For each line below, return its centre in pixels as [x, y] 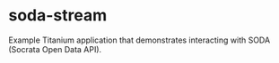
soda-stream [58, 16]
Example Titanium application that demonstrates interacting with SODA [139, 40]
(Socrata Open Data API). [55, 49]
